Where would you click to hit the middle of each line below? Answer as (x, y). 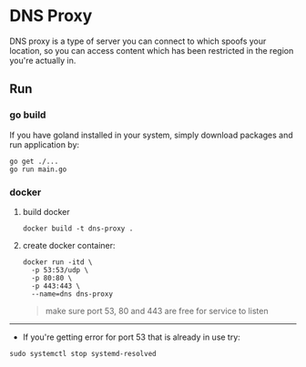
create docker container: (69, 245)
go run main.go (38, 169)
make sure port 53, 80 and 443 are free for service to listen (157, 311)
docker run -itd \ (57, 262)
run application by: (45, 144)
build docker (46, 211)
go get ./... (34, 161)
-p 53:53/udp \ (60, 270)
